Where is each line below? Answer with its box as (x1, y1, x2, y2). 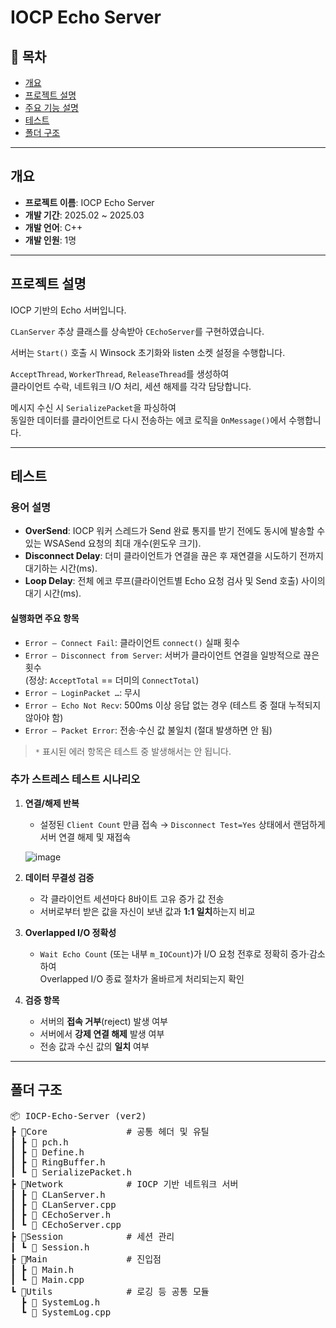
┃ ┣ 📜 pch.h (10, 1136, 69, 1148)
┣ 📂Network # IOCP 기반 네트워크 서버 (10, 1178, 239, 1190)
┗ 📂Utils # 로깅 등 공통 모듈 (10, 1286, 210, 1297)
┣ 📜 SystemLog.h (20, 1296, 101, 1308)
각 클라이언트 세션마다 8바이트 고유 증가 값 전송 (39, 892, 225, 905)
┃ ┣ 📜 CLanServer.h (10, 1189, 106, 1200)
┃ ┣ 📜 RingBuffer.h (10, 1156, 106, 1168)
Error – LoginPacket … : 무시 (24, 686, 141, 698)
